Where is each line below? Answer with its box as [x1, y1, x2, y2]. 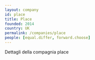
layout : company [5, 7, 39, 12]
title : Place [5, 16, 32, 21]
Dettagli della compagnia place [5, 48, 69, 55]
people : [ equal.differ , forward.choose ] [5, 35, 91, 40]
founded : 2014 [5, 21, 35, 26]
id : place [5, 12, 26, 17]
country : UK [5, 26, 30, 31]
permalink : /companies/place [5, 30, 66, 35]
